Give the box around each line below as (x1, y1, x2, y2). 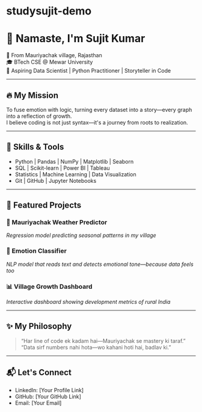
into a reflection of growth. (6, 112, 72, 120)
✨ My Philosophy (6, 321, 72, 331)
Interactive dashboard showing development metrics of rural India (6, 298, 171, 306)
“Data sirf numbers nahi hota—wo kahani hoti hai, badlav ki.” (20, 343, 171, 351)
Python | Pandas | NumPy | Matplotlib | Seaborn (14, 158, 134, 165)
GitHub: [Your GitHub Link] (14, 393, 81, 400)
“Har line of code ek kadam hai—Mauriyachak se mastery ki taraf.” (20, 337, 186, 344)
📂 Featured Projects (6, 200, 82, 211)
